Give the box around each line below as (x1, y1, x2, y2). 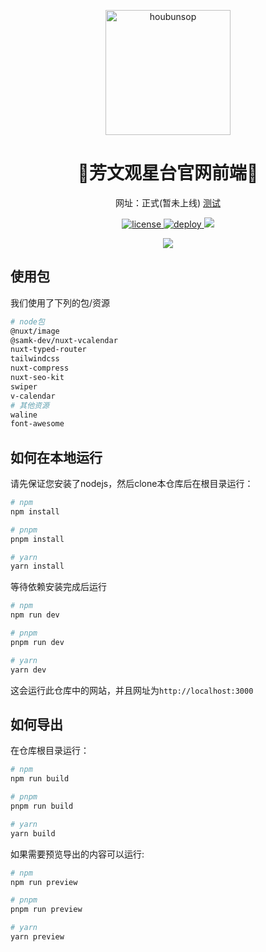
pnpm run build (10, 801, 74, 811)
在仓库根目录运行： (10, 745, 90, 757)
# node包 (10, 316, 45, 327)
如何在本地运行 (10, 449, 103, 466)
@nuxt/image (10, 326, 60, 336)
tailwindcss (10, 354, 60, 364)
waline (10, 410, 38, 420)
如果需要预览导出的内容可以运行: (10, 848, 145, 860)
